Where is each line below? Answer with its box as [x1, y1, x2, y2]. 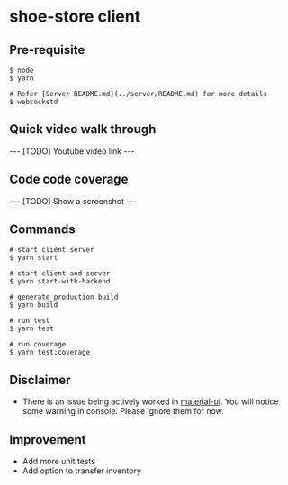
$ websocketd [9, 97, 58, 106]
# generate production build [9, 292, 119, 302]
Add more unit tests [22, 456, 96, 467]
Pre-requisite [9, 42, 85, 58]
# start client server [9, 246, 94, 255]
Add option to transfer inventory [22, 465, 142, 476]
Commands [9, 222, 76, 238]
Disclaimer [9, 372, 71, 388]
